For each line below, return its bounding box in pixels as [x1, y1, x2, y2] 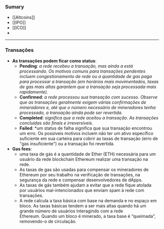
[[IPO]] [12, 19, 26, 25]
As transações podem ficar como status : [12, 57, 97, 64]
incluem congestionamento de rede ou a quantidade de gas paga [19, 73, 152, 79]
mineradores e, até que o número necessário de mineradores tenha [19, 104, 156, 110]
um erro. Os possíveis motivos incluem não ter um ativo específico [19, 130, 154, 136]
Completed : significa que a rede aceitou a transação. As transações [19, 114, 159, 120]
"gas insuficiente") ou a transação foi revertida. [19, 140, 115, 147]
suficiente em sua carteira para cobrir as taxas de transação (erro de [19, 135, 158, 141]
